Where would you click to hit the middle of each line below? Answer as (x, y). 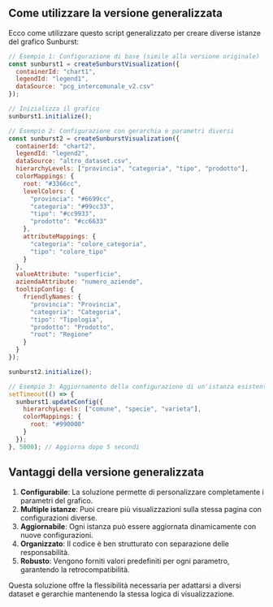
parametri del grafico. (56, 500)
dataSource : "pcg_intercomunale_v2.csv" (85, 87)
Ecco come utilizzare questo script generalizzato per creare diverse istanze (135, 32)
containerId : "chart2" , (56, 146)
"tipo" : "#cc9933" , (63, 214)
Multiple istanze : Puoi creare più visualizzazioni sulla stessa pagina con (141, 509)
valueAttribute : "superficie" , (69, 274)
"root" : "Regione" (61, 335)
